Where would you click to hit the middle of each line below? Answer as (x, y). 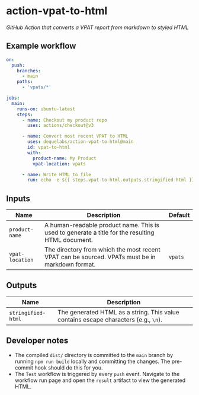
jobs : (13, 98)
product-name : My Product (64, 158)
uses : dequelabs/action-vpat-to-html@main (81, 142)
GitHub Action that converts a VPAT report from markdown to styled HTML (97, 27)
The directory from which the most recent (102, 250)
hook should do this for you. (69, 367)
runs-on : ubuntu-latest (46, 109)
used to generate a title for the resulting (99, 232)
